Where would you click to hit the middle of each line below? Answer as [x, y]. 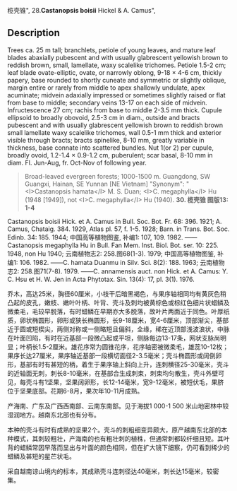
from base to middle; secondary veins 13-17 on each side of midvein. [107, 102]
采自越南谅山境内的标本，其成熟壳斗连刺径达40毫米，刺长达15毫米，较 [110, 471]
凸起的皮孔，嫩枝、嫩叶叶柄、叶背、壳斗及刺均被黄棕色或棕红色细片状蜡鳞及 [119, 302]
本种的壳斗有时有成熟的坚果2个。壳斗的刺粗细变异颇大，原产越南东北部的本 [117, 430]
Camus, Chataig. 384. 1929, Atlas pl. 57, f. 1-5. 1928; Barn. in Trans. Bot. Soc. [119, 229]
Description [34, 33]
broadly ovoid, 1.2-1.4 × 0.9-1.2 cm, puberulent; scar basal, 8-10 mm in [110, 155]
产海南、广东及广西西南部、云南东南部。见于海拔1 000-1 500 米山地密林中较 [118, 406]
